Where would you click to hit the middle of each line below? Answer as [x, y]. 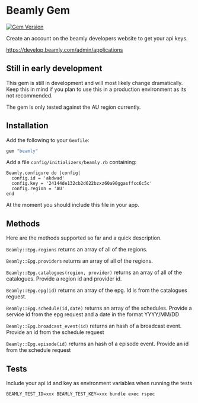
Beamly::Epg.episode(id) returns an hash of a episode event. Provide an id [97, 344]
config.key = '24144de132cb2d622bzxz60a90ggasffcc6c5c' [82, 184]
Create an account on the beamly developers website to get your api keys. [97, 38]
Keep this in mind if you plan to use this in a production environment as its [96, 89]
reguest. [16, 297]
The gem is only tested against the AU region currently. [74, 107]
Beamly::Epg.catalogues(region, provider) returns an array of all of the [94, 273]
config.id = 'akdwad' [38, 178]
